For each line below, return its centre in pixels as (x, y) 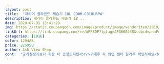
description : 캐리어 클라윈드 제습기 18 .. (45, 18)
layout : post (18, 9)
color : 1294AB (20, 41)
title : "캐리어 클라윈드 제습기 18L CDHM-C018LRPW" (55, 14)
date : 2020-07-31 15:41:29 (32, 23)
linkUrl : (14, 32)
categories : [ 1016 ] (25, 37)
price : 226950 (20, 45)
